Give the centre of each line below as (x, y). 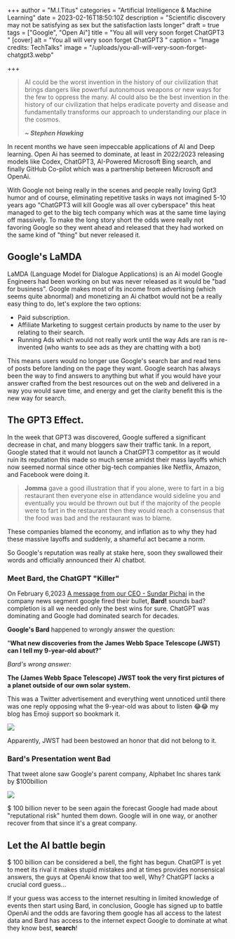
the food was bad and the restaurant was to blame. (98, 518)
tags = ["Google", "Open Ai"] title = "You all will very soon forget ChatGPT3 (116, 32)
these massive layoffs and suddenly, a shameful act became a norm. (106, 539)
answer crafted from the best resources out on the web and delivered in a (114, 383)
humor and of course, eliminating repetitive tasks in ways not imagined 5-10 (117, 197)
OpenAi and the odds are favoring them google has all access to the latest (114, 913)
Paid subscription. (43, 317)
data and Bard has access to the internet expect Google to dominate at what (117, 921)
